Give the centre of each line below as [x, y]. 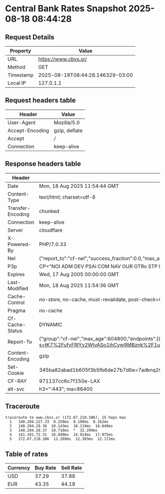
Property [20, 51]
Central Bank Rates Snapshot [66, 9]
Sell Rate [72, 468]
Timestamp [21, 75]
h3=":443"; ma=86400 [66, 389]
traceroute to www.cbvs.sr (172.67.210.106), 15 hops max [66, 417]
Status [15, 331]
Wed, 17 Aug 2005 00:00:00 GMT [79, 274]
